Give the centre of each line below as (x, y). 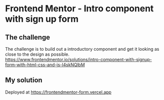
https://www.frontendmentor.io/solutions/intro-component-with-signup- (79, 59)
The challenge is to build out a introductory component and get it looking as (82, 49)
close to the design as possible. (37, 54)
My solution (24, 80)
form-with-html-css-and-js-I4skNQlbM (45, 65)
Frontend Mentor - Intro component (80, 9)
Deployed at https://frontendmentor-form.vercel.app (58, 92)
